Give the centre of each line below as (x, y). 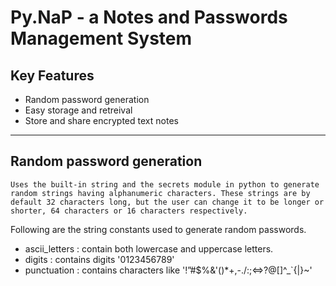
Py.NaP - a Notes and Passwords (149, 17)
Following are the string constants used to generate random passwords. (158, 229)
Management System (101, 38)
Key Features (52, 75)
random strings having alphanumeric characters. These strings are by (160, 193)
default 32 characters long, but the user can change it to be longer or (167, 202)
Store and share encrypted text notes (101, 120)
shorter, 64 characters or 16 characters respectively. (129, 211)
